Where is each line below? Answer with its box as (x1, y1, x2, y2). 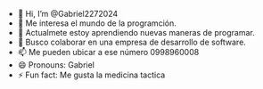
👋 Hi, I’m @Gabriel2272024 (17, 9, 119, 19)
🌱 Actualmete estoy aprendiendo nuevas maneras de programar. (17, 28, 256, 37)
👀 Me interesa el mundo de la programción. (17, 18, 177, 28)
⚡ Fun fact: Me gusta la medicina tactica (17, 69, 166, 80)
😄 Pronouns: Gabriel (17, 60, 95, 70)
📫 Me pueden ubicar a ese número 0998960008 (17, 47, 200, 57)
